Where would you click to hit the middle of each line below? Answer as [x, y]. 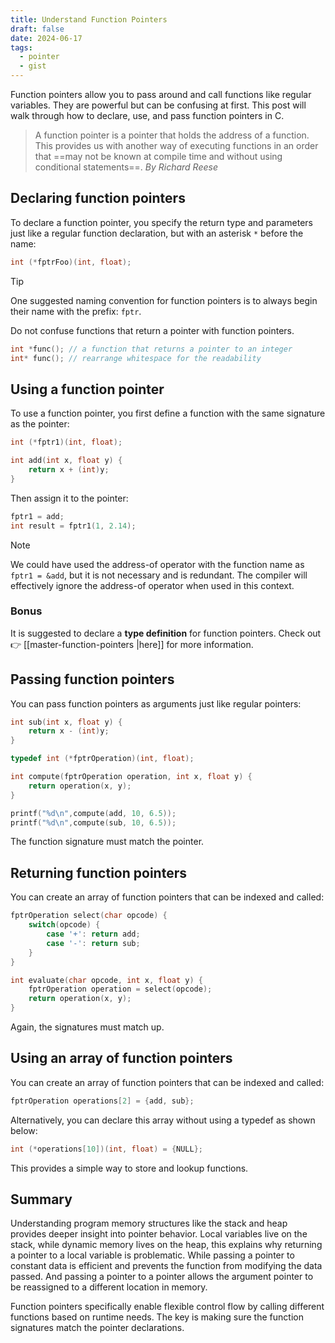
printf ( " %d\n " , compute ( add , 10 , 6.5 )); [93, 813]
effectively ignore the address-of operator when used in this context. [152, 585]
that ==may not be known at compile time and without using [158, 156]
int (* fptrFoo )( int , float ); [71, 262]
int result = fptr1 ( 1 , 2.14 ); [73, 526]
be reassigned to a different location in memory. [109, 1287]
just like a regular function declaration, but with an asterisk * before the [157, 233]
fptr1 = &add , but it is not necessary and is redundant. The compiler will [159, 575]
